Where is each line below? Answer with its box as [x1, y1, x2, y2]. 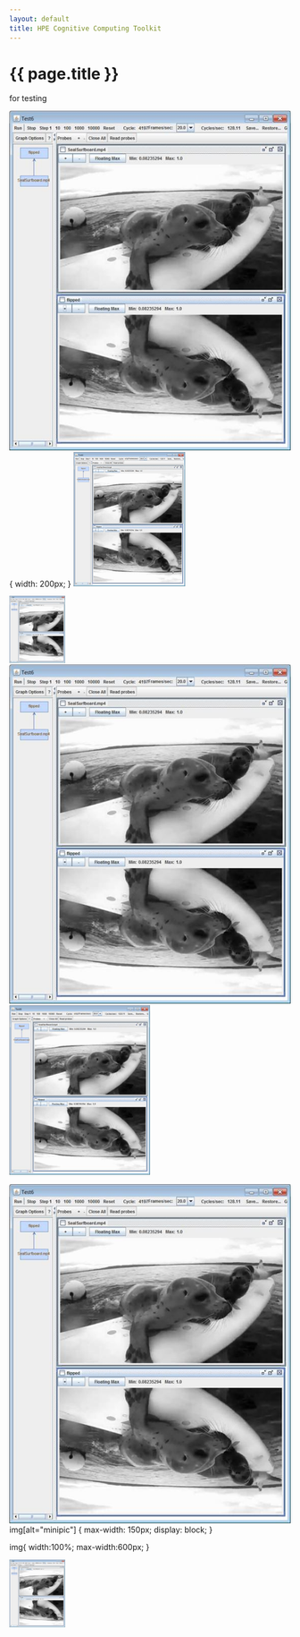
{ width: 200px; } [9, 578, 71, 588]
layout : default [9, 14, 70, 23]
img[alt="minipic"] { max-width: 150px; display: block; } [9, 1524, 212, 1535]
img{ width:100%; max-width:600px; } [9, 1542, 150, 1553]
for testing [9, 93, 47, 104]
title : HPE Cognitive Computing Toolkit [9, 23, 162, 33]
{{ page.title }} [9, 64, 120, 84]
